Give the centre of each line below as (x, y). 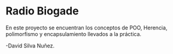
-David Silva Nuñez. (30, 46)
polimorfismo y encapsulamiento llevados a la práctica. (74, 34)
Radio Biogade (42, 11)
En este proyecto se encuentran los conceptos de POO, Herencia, (86, 28)
